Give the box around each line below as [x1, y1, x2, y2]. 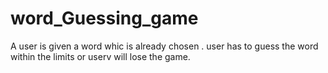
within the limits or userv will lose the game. [10, 50, 191, 62]
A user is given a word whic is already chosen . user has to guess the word [10, 40, 319, 52]
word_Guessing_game [10, 7, 199, 30]
